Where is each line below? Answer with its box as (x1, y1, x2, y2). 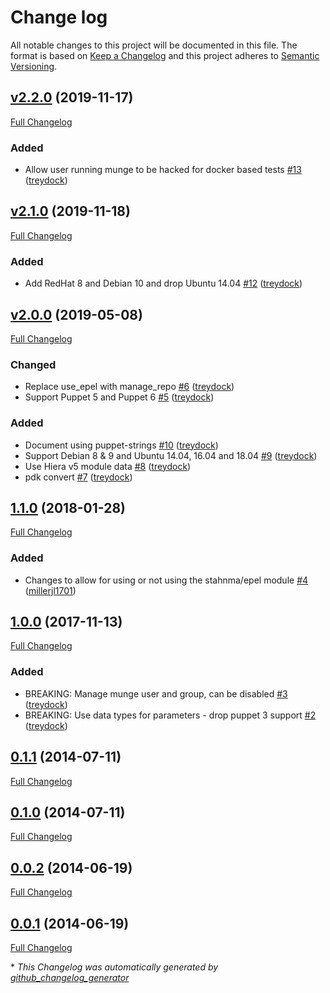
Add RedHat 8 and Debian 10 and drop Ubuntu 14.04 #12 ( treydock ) (24, 277, 303, 290)
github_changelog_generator (10, 972, 130, 984)
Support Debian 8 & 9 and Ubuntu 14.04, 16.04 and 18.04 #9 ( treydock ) (24, 449, 318, 461)
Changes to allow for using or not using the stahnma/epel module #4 (24, 574, 309, 586)
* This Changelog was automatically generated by (10, 961, 219, 973)
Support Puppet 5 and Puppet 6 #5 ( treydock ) (24, 391, 215, 403)
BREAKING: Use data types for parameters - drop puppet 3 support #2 (24, 709, 317, 721)
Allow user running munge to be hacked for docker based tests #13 (24, 164, 302, 176)
